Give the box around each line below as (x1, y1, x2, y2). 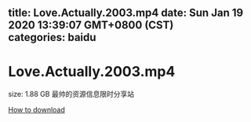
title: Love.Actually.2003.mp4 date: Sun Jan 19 (8, 6, 244, 20)
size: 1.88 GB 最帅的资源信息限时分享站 (8, 90, 135, 99)
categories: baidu (8, 31, 96, 44)
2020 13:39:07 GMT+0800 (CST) (8, 19, 174, 32)
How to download (8, 105, 65, 115)
